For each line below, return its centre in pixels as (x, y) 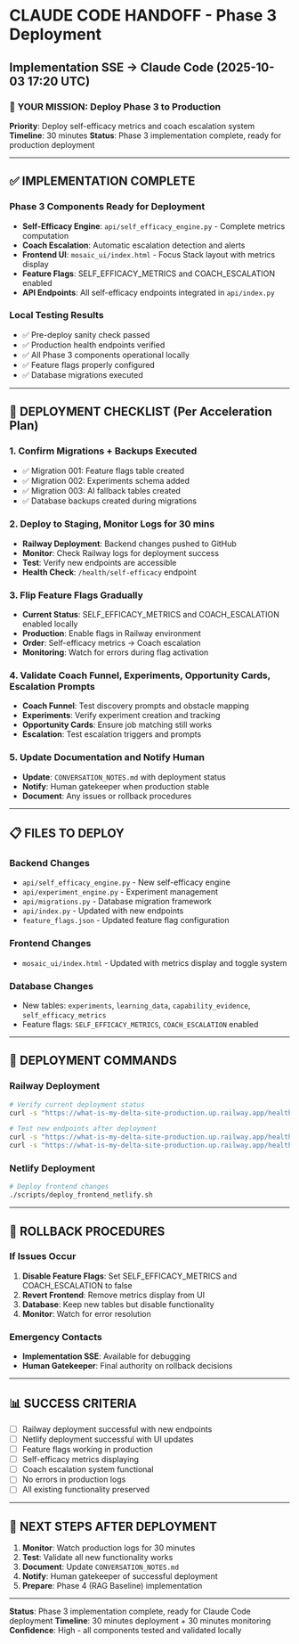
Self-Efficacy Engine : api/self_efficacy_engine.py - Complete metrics (154, 226)
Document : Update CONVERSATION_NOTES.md (101, 1567)
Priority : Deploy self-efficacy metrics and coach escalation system (132, 126)
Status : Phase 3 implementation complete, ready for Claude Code (130, 1611)
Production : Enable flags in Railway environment (112, 634)
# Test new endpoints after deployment (83, 1129)
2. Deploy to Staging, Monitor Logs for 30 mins (112, 524)
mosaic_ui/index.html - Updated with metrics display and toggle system (154, 962)
